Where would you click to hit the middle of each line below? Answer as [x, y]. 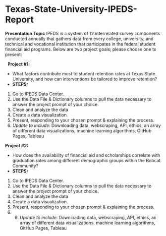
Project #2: [17, 145]
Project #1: [19, 64]
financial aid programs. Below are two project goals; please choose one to [81, 49]
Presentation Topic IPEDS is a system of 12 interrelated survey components [83, 33]
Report [19, 20]
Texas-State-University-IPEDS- [71, 9]
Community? [25, 166]
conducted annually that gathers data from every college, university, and [79, 39]
